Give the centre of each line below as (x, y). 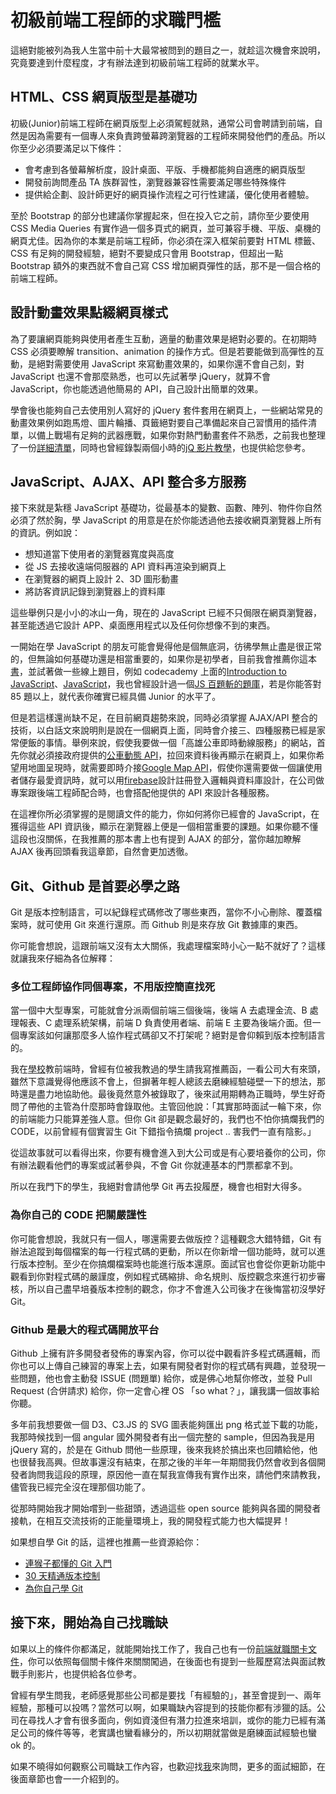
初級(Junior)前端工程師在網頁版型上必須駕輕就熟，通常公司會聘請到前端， (162, 123)
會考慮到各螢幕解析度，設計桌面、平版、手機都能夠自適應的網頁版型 (165, 169)
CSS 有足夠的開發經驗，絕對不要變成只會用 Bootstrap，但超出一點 (147, 253)
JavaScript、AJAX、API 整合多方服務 (128, 481)
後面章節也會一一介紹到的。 (67, 1778)
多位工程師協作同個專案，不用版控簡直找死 (113, 987)
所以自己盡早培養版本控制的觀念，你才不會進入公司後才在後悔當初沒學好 (176, 1288)
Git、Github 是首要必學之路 (95, 886)
